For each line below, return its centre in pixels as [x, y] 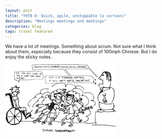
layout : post [19, 10]
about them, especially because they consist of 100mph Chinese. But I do [81, 52]
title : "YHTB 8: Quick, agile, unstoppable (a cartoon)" [66, 16]
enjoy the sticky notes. [29, 57]
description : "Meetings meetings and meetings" [56, 21]
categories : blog [23, 26]
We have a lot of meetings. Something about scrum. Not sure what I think [81, 46]
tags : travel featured [29, 32]
